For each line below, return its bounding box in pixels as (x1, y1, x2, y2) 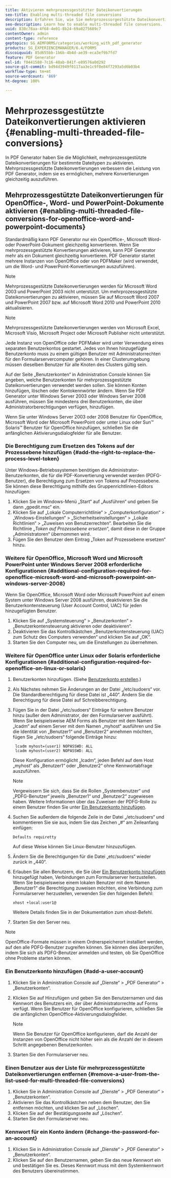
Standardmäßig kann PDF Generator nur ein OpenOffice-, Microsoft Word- (5, 236, 161, 242)
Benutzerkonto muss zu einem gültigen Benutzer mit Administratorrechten (5, 350, 161, 357)
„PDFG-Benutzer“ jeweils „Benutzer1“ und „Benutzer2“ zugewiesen (12, 793, 154, 799)
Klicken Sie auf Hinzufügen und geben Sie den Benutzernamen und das (12, 994, 163, 1001)
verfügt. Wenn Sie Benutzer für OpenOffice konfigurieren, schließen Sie (12, 1005, 163, 1012)
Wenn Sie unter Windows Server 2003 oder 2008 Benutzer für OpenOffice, (5, 413, 163, 420)
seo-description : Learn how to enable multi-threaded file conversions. (5, 21, 163, 27)
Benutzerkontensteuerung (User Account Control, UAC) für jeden (5, 603, 142, 609)
